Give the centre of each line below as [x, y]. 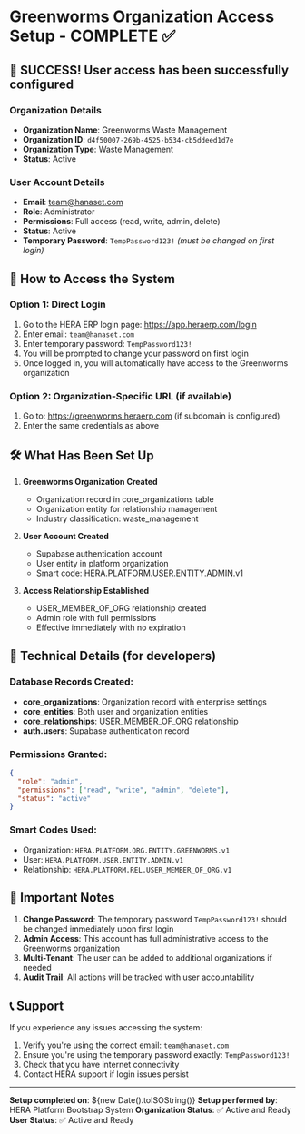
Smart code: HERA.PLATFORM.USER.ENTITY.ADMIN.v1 [139, 573]
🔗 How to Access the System [92, 279]
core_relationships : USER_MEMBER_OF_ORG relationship [130, 721]
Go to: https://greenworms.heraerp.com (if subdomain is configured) [151, 416]
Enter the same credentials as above [91, 426]
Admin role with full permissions [96, 617]
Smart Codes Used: [53, 830]
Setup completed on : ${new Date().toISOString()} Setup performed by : [144, 1100]
